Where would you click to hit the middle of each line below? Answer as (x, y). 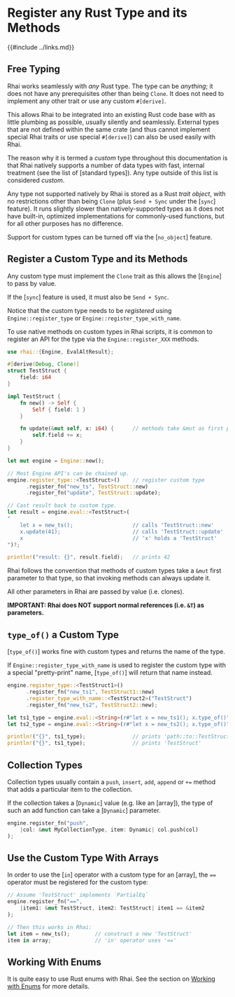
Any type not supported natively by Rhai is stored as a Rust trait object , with (116, 193)
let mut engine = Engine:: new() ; (56, 461)
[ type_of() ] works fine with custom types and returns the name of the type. (116, 652)
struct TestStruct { (37, 371)
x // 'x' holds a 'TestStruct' (119, 538)
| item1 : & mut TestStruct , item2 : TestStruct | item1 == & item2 (112, 908)
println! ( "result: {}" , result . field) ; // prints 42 (89, 557)
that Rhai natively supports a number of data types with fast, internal (106, 165)
